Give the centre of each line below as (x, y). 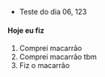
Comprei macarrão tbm (58, 57)
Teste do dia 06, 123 (53, 12)
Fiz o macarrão (44, 66)
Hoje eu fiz (26, 30)
